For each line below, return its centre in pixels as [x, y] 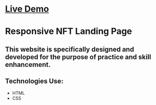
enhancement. [28, 64]
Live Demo [27, 9]
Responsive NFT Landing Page [69, 31]
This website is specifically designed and [70, 49]
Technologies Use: [34, 81]
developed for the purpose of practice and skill [78, 57]
